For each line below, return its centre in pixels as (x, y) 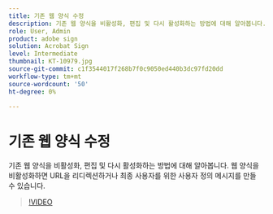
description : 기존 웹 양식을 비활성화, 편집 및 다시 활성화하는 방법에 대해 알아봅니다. (137, 24)
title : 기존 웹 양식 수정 (46, 16)
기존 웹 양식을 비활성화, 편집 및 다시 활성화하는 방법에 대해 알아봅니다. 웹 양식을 (134, 166)
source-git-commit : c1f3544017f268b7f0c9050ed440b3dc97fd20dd (116, 69)
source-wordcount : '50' (49, 84)
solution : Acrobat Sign (49, 46)
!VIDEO (40, 202)
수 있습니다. (27, 186)
